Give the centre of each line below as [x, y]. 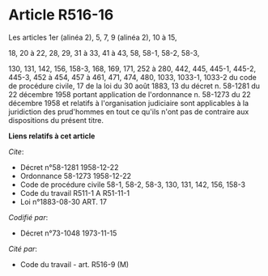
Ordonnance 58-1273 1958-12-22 [76, 176]
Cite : [16, 151]
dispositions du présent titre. [56, 120]
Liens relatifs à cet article [52, 136]
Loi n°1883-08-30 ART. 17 [64, 202]
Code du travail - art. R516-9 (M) [74, 264]
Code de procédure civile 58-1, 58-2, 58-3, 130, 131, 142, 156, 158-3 [132, 185]
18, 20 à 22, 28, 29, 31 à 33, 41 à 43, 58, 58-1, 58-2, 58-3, [104, 53]
